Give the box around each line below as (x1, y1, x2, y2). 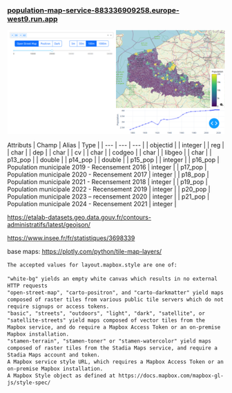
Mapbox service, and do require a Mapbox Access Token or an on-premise (7, 324, 221, 331)
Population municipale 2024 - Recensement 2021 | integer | (7, 200, 177, 208)
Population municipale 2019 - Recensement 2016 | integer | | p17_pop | (7, 163, 207, 172)
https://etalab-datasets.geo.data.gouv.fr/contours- (7, 213, 152, 221)
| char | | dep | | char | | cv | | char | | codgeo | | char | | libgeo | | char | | (7, 148, 212, 157)
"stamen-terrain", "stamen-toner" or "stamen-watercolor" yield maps (7, 338, 212, 345)
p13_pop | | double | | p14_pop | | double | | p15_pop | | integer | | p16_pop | (7, 156, 220, 164)
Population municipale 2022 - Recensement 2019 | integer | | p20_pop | (7, 185, 211, 194)
